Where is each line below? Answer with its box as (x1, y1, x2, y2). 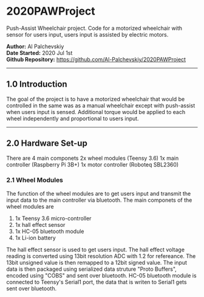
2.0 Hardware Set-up (6, 138, 88, 149)
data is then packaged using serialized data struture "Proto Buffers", (6, 265, 177, 273)
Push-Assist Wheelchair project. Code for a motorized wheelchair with (6, 24, 183, 32)
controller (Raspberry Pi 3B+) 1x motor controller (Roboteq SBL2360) (6, 160, 179, 168)
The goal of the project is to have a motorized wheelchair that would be (6, 95, 185, 102)
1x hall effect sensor (15, 221, 66, 228)
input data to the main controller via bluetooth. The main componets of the (6, 196, 192, 204)
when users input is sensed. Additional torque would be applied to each (6, 108, 186, 115)
